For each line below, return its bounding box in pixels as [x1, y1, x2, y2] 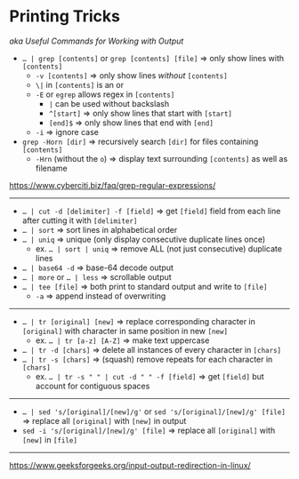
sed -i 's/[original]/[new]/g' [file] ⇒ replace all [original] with [21, 425, 276, 435]
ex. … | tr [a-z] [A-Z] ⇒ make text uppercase [35, 335, 210, 346]
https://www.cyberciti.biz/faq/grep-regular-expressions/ [9, 180, 216, 190]
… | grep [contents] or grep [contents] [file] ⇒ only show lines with [21, 52, 285, 63]
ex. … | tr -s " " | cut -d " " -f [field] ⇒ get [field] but [35, 371, 264, 381]
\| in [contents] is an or [35, 79, 125, 90]
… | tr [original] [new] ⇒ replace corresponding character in [21, 315, 256, 326]
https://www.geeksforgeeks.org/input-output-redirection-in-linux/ [9, 459, 251, 470]
